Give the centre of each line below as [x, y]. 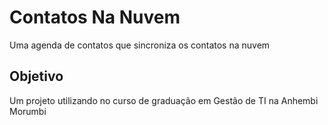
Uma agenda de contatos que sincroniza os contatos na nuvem [140, 45]
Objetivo [36, 76]
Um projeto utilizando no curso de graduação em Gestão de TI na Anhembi [164, 100]
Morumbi [28, 111]
